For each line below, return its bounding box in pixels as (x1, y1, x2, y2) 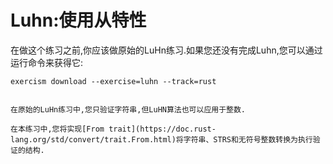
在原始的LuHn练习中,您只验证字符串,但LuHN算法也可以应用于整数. (10, 104, 247, 115)
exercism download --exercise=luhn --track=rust (10, 76, 217, 86)
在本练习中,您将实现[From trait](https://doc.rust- (10, 124, 217, 134)
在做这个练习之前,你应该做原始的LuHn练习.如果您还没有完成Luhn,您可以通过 (10, 44, 323, 56)
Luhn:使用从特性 (10, 9, 147, 32)
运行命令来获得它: (10, 56, 84, 68)
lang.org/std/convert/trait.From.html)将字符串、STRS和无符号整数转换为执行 (10, 134, 313, 145)
